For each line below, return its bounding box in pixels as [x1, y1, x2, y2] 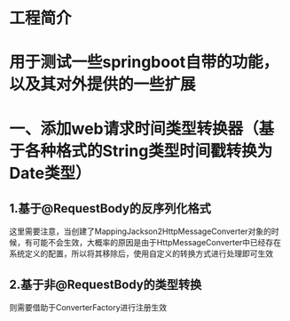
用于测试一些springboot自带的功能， [9, 52, 279, 72]
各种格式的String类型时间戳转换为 [25, 140, 273, 161]
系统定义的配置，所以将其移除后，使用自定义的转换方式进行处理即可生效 [9, 248, 273, 259]
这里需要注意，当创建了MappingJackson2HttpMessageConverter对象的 [9, 226, 272, 237]
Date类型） [9, 163, 91, 183]
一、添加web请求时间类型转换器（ [9, 118, 259, 139]
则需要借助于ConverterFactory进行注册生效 [9, 302, 168, 313]
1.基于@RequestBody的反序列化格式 [9, 201, 211, 216]
